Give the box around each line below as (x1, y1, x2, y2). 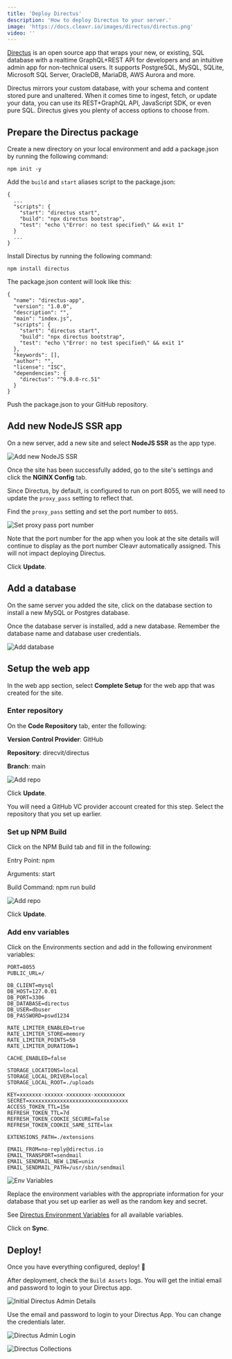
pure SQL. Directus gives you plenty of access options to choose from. (7, 106, 210, 115)
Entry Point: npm (7, 856, 55, 865)
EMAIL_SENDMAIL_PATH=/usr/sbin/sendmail (7, 1164, 126, 1172)
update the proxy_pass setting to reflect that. (7, 493, 134, 502)
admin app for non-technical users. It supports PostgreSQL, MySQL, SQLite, (7, 63, 224, 71)
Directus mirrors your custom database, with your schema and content (7, 84, 209, 92)
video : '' (7, 29, 36, 37)
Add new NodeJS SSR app (7, 421, 123, 432)
